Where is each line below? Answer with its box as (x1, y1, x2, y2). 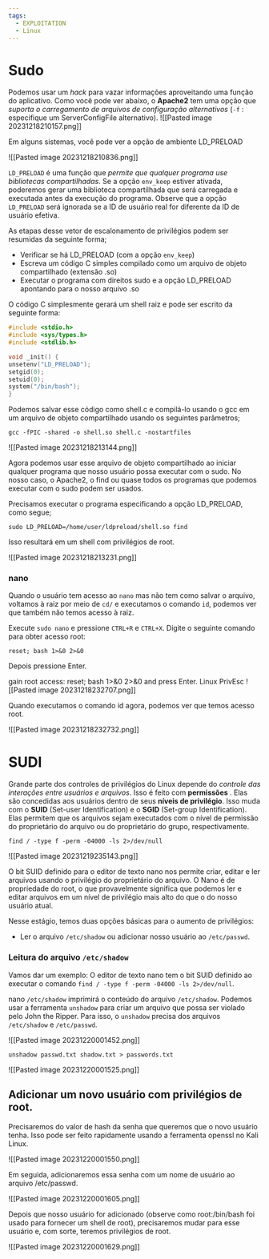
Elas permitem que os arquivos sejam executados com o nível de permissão (8, 813, 259, 823)
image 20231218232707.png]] (38, 685, 136, 695)
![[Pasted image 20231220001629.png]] (8, 1241, 140, 1251)
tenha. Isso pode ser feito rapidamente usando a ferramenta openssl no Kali (8, 1130, 259, 1140)
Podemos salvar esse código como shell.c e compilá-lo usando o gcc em (8, 405, 250, 415)
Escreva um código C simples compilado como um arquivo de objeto (19, 259, 247, 268)
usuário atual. (8, 901, 54, 911)
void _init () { (8, 353, 59, 361)
